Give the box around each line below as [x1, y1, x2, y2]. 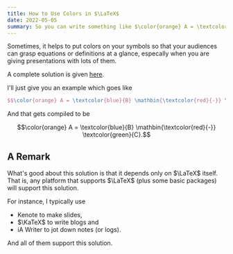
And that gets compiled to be [7, 110, 90, 118]
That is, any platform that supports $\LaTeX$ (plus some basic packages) [7, 176, 217, 185]
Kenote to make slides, [17, 211, 83, 219]
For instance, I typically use [7, 197, 86, 205]
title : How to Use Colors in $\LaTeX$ [7, 10, 119, 17]
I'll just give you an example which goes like [7, 84, 132, 92]
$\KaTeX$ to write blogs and [17, 218, 99, 226]
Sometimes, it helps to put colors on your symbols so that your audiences [7, 42, 217, 51]
